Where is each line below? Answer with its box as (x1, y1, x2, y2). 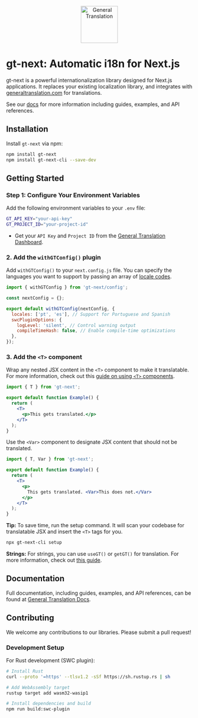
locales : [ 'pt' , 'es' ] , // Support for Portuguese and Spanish (11, 311, 170, 317)
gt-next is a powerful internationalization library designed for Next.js (6, 76, 173, 84)
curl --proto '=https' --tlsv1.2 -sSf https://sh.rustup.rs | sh (6, 674, 170, 679)
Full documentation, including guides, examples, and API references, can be (6, 589, 191, 597)
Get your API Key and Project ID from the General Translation (14, 232, 165, 239)
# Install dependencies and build (6, 701, 92, 707)
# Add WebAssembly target (6, 684, 70, 690)
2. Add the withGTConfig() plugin (6, 253, 102, 261)
